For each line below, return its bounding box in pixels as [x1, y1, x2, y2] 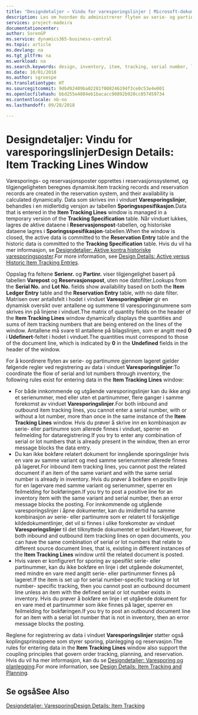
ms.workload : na [6, 58, 46, 64]
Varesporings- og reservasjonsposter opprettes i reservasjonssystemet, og [6, 177, 189, 185]
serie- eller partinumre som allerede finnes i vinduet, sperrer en [14, 425, 169, 432]
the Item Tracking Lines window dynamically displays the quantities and [6, 315, 182, 322]
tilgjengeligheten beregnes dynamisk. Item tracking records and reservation [6, 184, 189, 191]
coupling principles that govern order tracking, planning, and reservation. [6, 651, 184, 658]
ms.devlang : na [6, 47, 44, 53]
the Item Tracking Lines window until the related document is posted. [14, 551, 184, 558]
